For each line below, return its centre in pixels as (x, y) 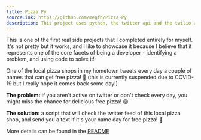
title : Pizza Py (26, 12)
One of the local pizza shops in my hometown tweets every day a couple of (99, 71)
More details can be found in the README (58, 131)
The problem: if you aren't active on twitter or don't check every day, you (97, 95)
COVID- (184, 77)
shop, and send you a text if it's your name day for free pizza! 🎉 (84, 120)
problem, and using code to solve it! (50, 59)
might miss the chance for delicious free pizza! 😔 (67, 102)
